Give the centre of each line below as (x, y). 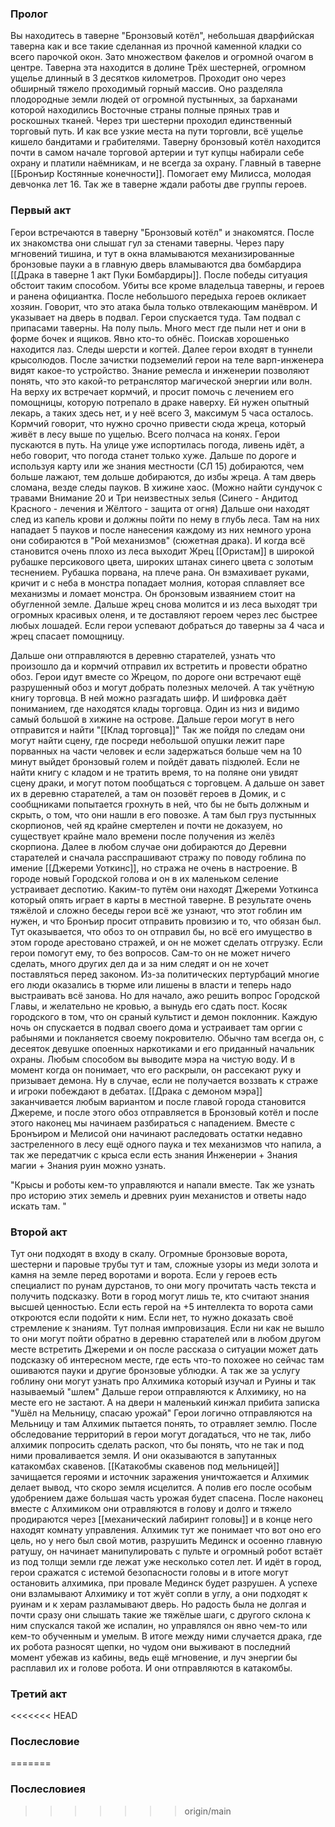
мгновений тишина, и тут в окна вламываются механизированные (152, 253)
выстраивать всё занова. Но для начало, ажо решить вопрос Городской (165, 995)
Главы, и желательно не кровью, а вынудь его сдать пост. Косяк (149, 1006)
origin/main (208, 1811)
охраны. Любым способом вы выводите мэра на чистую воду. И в (153, 1059)
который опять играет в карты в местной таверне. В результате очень (161, 899)
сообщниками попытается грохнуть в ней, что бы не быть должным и (160, 804)
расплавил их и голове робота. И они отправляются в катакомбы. (151, 1668)
